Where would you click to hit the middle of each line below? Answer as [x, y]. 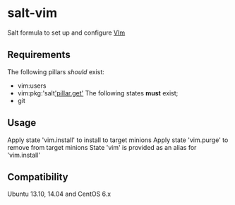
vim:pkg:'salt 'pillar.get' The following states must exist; [98, 93]
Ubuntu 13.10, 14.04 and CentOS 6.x [59, 194]
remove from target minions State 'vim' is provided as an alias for [102, 147]
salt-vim [32, 13]
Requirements [39, 55]
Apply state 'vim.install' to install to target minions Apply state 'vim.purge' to [118, 140]
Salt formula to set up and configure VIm [66, 33]
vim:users [32, 86]
